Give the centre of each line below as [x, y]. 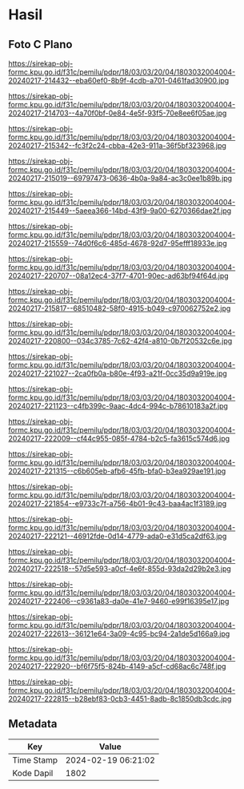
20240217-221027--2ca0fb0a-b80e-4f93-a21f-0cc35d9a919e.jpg [118, 373]
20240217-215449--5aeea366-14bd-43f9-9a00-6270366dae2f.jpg [120, 211]
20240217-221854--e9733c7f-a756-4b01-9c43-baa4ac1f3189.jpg [118, 503]
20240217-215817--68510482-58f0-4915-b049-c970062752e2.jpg [120, 308]
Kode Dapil [33, 773]
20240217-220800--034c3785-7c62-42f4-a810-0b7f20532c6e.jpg [120, 341]
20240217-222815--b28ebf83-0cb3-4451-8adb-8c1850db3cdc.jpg [120, 699]
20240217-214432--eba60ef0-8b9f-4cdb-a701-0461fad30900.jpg [119, 81]
